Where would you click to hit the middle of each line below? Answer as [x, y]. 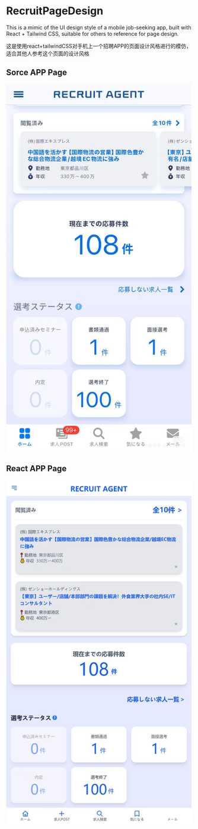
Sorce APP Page [36, 73]
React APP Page [36, 469]
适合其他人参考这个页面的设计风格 [48, 53]
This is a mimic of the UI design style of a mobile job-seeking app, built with [99, 27]
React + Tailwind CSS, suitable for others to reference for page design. [92, 33]
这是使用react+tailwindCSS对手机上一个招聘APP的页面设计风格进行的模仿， [99, 46]
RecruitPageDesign [55, 11]
